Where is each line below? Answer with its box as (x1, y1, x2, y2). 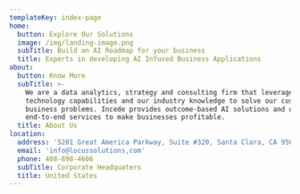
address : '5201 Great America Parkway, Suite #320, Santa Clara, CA (17, 138, 278, 147)
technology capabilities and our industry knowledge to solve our (25, 96, 278, 105)
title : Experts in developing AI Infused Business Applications (17, 55, 262, 63)
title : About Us (17, 122, 78, 131)
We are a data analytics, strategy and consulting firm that (25, 88, 257, 97)
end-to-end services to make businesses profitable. (25, 113, 226, 122)
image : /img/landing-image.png (17, 38, 134, 47)
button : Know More (17, 72, 87, 80)
